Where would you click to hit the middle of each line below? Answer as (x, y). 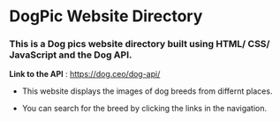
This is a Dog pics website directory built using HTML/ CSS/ (140, 44)
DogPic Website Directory (106, 16)
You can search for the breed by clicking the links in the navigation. (144, 109)
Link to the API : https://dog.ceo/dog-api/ (85, 74)
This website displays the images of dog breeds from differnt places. (147, 91)
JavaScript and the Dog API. (71, 55)
